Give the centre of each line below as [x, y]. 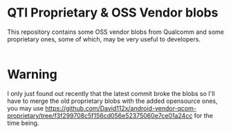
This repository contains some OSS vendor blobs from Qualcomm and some [116, 32]
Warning [32, 75]
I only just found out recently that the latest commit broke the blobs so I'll [111, 93]
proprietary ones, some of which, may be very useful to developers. [104, 39]
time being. [23, 123]
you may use [25, 108]
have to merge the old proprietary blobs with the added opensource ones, [112, 101]
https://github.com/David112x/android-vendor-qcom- [121, 108]
